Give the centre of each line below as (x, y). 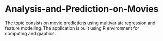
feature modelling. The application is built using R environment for (72, 28)
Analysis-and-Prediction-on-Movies (82, 9)
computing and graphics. (31, 33)
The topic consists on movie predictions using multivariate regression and (80, 23)
